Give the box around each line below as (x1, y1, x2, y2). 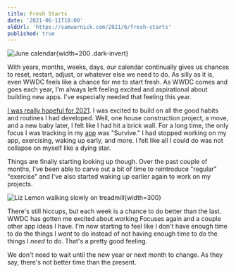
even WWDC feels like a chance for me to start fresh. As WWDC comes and (7, 78, 228, 87)
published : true (7, 30, 55, 37)
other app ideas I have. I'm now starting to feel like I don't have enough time (7, 222, 228, 231)
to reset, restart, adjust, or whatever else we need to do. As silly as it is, (7, 70, 215, 79)
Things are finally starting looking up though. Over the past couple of (7, 158, 208, 166)
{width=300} (124, 193, 162, 202)
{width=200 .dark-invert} (56, 49, 129, 58)
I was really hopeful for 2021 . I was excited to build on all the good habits (7, 106, 219, 115)
